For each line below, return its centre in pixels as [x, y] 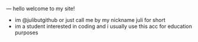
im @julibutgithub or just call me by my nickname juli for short [90, 20]
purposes [26, 33]
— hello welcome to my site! [41, 9]
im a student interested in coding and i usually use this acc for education [103, 26]
